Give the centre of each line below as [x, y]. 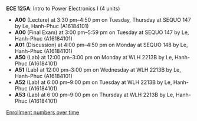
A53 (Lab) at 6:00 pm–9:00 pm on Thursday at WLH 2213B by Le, [95, 95]
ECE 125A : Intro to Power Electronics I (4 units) [63, 9]
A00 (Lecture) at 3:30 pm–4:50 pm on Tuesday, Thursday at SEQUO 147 [103, 20]
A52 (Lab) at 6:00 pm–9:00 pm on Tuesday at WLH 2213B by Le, [93, 82]
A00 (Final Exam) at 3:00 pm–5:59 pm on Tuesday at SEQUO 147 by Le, [102, 32]
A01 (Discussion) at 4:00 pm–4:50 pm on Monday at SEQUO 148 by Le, [101, 45]
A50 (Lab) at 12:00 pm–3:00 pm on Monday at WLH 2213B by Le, [94, 57]
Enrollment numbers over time [43, 112]
